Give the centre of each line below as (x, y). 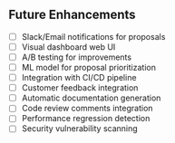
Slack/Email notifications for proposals (93, 36)
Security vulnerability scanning (79, 129)
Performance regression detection (86, 119)
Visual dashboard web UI (68, 47)
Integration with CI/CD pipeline (79, 78)
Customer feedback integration (80, 88)
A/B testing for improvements (77, 57)
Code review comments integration (87, 109)
